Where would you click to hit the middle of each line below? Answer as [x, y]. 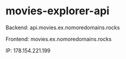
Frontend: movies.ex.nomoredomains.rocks [59, 39]
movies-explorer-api [58, 11]
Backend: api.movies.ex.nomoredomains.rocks [63, 27]
